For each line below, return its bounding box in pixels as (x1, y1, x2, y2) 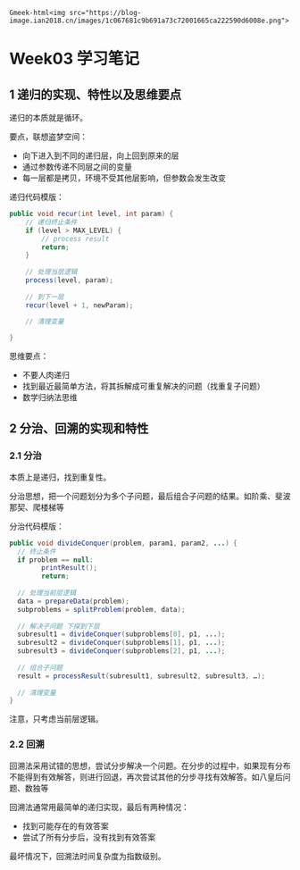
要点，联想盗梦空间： (9, 131, 87, 142)
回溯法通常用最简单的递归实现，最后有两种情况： (9, 801, 189, 812)
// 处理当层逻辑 (25, 268, 78, 277)
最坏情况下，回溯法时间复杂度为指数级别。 (9, 850, 166, 861)
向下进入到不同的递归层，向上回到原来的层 (21, 150, 179, 161)
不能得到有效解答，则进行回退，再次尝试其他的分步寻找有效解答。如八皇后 (9, 771, 283, 782)
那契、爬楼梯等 (9, 501, 64, 513)
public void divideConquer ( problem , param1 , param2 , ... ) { (9, 539, 238, 548)
